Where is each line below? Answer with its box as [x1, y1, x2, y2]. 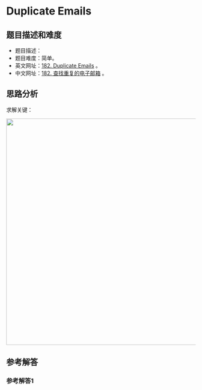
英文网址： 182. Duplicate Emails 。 [14, 62, 101, 69]
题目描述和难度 [6, 30, 62, 40]
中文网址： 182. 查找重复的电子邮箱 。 [14, 69, 108, 77]
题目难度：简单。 [14, 54, 58, 62]
